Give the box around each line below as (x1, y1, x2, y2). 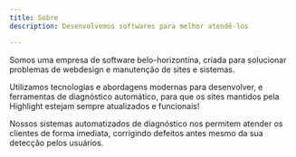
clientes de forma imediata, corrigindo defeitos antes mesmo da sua (9, 127, 264, 138)
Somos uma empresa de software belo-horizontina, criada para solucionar (9, 54, 287, 65)
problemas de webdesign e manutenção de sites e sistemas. (9, 64, 235, 75)
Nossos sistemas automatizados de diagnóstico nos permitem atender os (9, 118, 283, 129)
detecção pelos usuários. (9, 137, 104, 148)
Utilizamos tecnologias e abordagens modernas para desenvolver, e (9, 81, 263, 92)
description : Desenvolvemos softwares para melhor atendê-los (9, 22, 249, 31)
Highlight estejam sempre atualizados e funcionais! (9, 100, 200, 111)
